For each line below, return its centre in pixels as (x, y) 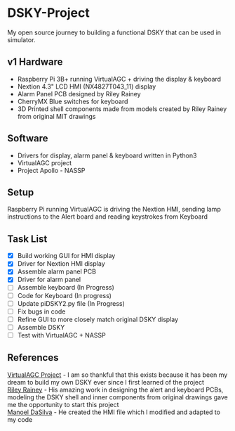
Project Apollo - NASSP (51, 170)
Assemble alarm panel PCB (57, 271)
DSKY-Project (48, 13)
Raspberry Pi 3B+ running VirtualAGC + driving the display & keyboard (119, 79)
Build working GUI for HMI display (66, 256)
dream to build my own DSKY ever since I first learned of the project (106, 382)
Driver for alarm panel (49, 280)
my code (20, 419)
